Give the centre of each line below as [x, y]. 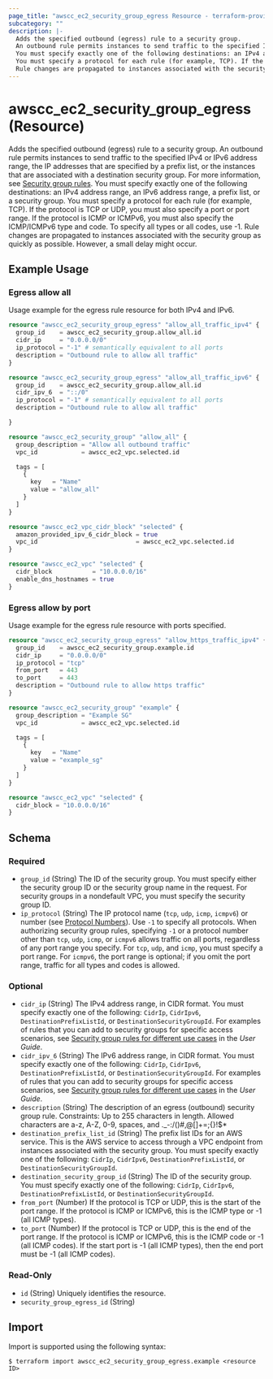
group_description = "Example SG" [74, 715]
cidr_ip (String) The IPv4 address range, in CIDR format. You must [132, 1004]
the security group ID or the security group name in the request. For [134, 887]
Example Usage [49, 269]
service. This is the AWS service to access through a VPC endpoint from [141, 1142]
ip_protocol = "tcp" [50, 663]
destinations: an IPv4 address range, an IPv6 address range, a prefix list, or [134, 192]
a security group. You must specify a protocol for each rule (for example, [130, 201]
